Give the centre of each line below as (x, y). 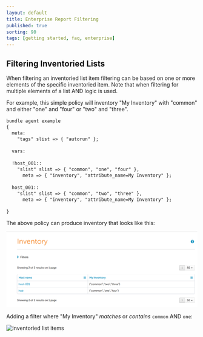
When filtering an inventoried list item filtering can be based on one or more (101, 78)
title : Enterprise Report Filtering (52, 19)
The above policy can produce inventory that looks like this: (81, 223)
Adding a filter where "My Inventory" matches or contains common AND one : (99, 316)
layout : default (27, 13)
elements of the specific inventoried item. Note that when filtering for (92, 84)
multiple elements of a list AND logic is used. (62, 91)
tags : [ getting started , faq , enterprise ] (61, 38)
